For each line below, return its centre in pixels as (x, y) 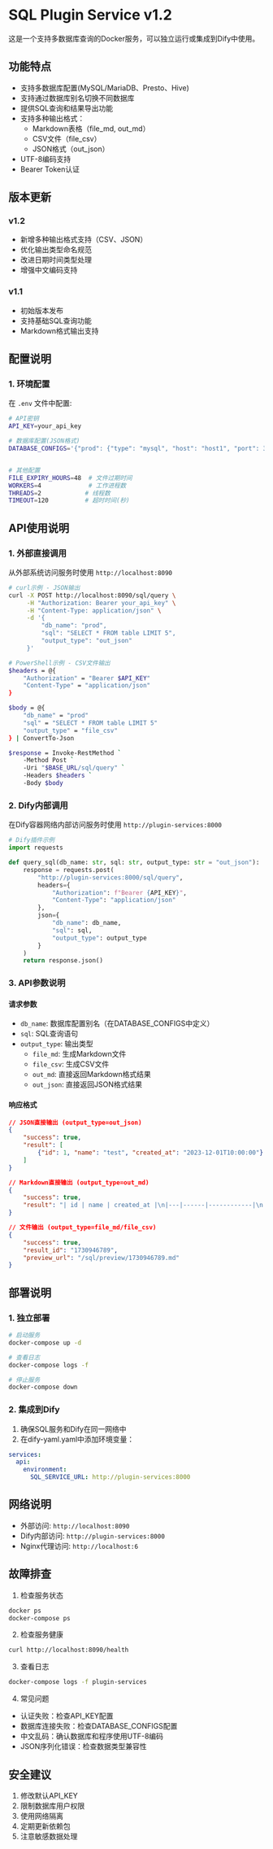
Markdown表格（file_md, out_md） (91, 129)
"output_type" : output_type (100, 938)
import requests (36, 848)
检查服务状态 (41, 1595)
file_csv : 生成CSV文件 (71, 1064)
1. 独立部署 (29, 1318)
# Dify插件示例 (32, 840)
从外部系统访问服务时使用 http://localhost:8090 (91, 572)
